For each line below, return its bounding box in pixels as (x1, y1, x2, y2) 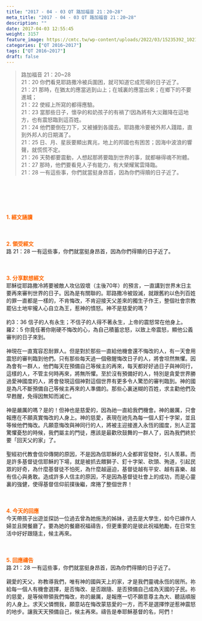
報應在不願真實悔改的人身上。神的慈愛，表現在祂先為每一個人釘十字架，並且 (6, 413, 196, 421)
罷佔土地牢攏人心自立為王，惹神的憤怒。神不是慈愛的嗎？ (6, 304, 148, 312)
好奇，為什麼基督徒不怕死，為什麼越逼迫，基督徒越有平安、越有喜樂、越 (16, 465, 196, 472)
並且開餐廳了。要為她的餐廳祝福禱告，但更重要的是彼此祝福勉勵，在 (11, 522, 180, 530)
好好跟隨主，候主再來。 (16, 530, 75, 537)
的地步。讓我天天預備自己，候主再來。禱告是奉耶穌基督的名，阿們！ (6, 608, 175, 615)
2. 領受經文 (6, 240, 34, 247)
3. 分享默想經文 (6, 274, 44, 282)
